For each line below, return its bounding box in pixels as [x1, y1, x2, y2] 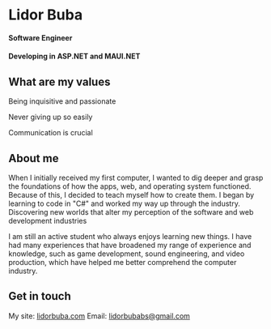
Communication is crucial [8, 128, 93, 138]
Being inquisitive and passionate [8, 96, 116, 106]
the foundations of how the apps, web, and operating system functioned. [8, 182, 252, 191]
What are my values [8, 75, 111, 88]
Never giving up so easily [8, 112, 93, 122]
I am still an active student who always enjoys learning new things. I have [8, 232, 252, 241]
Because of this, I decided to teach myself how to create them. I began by [8, 190, 255, 199]
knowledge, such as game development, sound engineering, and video [8, 249, 245, 258]
